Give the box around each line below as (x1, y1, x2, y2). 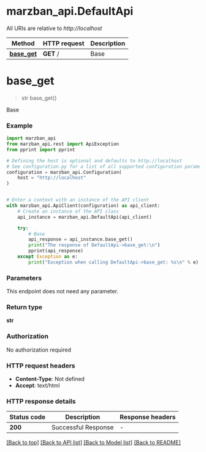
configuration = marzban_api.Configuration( (6, 169, 122, 175)
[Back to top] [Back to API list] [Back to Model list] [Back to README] (6, 439, 181, 446)
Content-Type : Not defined (15, 375, 85, 382)
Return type (6, 303, 43, 312)
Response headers (119, 413, 176, 421)
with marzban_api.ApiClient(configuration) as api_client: (6, 203, 161, 209)
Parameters (6, 274, 42, 282)
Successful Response (51, 423, 114, 432)
